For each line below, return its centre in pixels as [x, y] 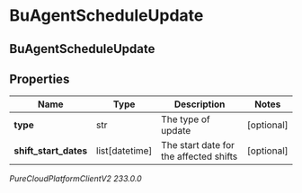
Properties [40, 79]
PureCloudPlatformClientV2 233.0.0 [75, 179]
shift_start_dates [51, 151]
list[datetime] [124, 151]
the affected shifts [200, 156]
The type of [186, 119]
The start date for [198, 145]
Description [200, 104]
